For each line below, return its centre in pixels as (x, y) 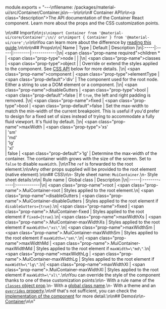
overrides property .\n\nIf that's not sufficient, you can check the (71, 291)
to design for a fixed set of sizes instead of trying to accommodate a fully (80, 116)
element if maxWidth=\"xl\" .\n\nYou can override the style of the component (83, 275)
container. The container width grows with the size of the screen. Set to (78, 158)
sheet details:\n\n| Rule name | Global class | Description (63, 180)
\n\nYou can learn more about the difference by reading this (90, 42)
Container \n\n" (20, 301)
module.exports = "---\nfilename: (39, 7)
